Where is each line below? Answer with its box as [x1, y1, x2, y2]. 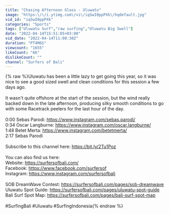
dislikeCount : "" [5, 54, 42, 60]
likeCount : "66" [5, 50, 40, 55]
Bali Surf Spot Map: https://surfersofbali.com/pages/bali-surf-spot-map [5, 192, 156, 198]
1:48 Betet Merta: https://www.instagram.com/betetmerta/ [5, 128, 127, 134]
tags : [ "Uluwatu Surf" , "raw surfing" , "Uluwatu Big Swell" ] [5, 26, 133, 32]
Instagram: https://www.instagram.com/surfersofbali [5, 171, 116, 177]
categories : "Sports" [5, 21, 51, 27]
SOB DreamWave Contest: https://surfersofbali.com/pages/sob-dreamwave [5, 181, 164, 188]
